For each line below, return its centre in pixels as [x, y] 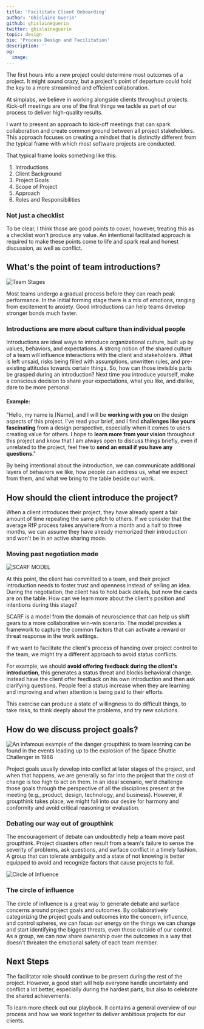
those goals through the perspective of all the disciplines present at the [95, 788]
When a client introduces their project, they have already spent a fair [92, 512]
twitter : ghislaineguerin [39, 29]
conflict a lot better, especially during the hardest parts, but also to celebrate [102, 989]
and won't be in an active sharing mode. [56, 538]
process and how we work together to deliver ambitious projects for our [96, 1014]
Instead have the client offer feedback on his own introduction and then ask [101, 679]
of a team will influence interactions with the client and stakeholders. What [100, 355]
